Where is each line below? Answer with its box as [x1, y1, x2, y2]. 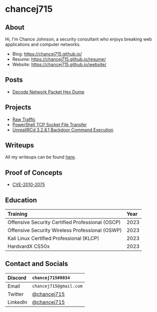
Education [5, 196, 37, 204]
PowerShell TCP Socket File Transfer [12, 121, 87, 127]
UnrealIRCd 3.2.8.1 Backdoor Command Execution [12, 127, 114, 133]
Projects [5, 103, 31, 112]
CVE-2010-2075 [12, 182, 45, 188]
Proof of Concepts [5, 168, 63, 177]
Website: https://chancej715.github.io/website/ [12, 62, 107, 67]
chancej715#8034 [31, 275, 70, 280]
